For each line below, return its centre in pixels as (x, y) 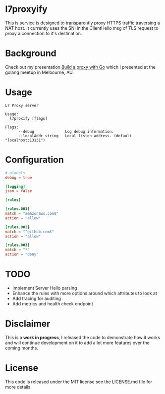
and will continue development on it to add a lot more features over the (77, 343)
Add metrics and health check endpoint (53, 303)
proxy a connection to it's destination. (44, 33)
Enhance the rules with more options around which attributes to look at (85, 293)
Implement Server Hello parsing (45, 288)
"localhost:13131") (25, 140)
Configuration (35, 160)
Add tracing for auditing (36, 298)
